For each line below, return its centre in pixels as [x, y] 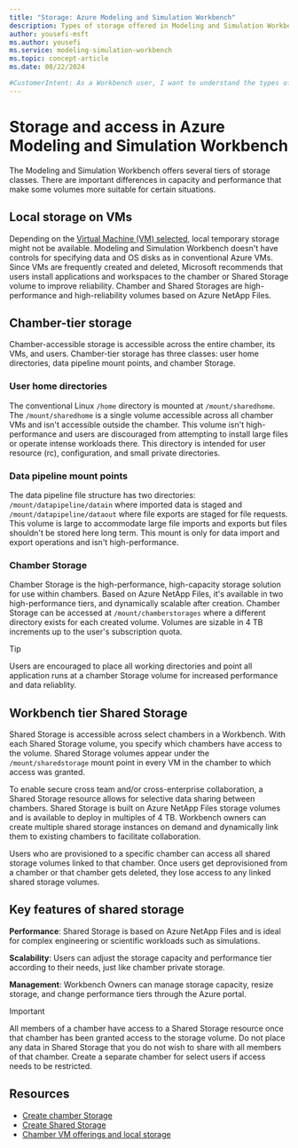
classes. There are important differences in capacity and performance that [145, 179]
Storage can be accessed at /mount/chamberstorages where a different [137, 613]
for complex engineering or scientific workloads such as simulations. [135, 940]
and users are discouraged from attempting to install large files [173, 434]
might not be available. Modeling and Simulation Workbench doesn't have [144, 248]
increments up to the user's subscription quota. [96, 632]
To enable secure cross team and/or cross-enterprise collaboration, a [136, 789]
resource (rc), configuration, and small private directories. [115, 453]
